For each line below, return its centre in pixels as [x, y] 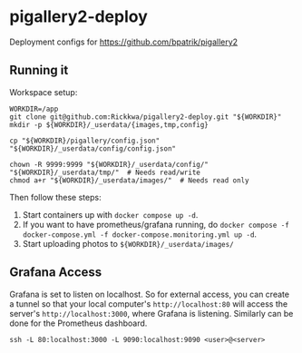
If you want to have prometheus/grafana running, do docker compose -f [156, 224]
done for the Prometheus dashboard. [78, 323]
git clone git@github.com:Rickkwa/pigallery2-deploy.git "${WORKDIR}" [146, 117]
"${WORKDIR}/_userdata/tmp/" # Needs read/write [105, 172]
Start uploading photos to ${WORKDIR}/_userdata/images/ [128, 243]
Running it [39, 70]
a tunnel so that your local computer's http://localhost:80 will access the [149, 304]
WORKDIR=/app [34, 109]
